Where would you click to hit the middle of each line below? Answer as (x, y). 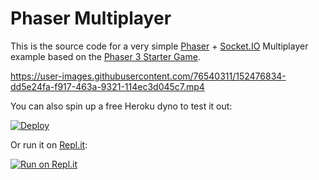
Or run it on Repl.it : (49, 144)
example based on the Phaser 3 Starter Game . (105, 56)
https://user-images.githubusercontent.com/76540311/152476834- (148, 76)
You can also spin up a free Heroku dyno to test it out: (121, 106)
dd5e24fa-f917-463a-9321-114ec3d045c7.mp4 (107, 86)
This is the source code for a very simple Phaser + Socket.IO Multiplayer (159, 46)
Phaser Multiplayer (91, 18)
